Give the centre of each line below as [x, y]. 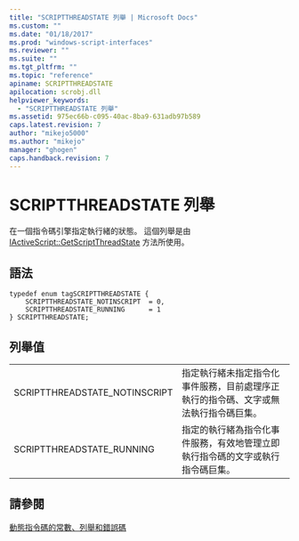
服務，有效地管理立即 [235, 443]
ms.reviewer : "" [39, 51]
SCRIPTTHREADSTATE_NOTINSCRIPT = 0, [95, 302]
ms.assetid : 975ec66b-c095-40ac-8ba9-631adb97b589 [105, 117]
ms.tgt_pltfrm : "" [43, 68]
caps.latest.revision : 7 [55, 125]
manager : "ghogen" [43, 149]
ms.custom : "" [36, 26]
